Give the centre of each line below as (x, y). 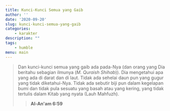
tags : (11, 43)
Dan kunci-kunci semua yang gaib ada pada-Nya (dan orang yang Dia (91, 67)
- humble (24, 48)
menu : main (17, 52)
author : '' (17, 15)
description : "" (22, 39)
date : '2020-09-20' (26, 19)
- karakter (26, 33)
